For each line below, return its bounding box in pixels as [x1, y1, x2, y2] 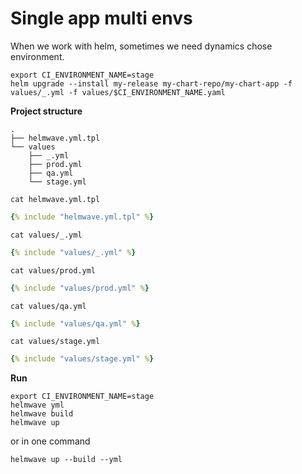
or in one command [10, 435, 91, 447]
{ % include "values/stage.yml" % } [10, 354, 155, 364]
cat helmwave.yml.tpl [10, 194, 101, 204]
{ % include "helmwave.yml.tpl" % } [10, 212, 155, 222]
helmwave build [10, 409, 74, 419]
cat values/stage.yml [10, 337, 101, 347]
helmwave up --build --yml [10, 455, 123, 465]
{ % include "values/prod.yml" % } [10, 283, 150, 293]
